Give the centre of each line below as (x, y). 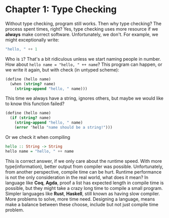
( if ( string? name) (31, 118)
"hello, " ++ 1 (21, 49)
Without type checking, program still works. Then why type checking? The (83, 23)
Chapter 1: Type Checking (61, 9)
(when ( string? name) (33, 84)
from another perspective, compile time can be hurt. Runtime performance (83, 172)
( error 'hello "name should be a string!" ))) (64, 128)
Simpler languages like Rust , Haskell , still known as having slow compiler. (83, 193)
